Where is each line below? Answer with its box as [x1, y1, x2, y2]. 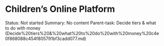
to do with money [5, 25, 41, 31]
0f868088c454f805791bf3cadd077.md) [5, 36, 86, 42]
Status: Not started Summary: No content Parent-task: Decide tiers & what [5, 20, 157, 26]
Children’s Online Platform [5, 3, 115, 15]
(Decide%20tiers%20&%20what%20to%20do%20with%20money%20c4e [5, 30, 160, 36]
